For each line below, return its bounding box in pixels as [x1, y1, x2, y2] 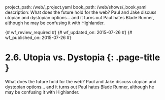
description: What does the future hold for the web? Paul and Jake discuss [5, 9, 157, 15]
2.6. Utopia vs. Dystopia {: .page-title [5, 52, 160, 63]
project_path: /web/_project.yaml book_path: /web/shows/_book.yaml [5, 4, 147, 10]
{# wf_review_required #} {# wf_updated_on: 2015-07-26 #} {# [5, 30, 132, 35]
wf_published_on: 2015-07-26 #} [5, 34, 72, 40]
